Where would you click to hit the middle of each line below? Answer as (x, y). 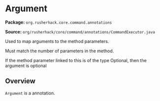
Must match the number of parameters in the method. (60, 51)
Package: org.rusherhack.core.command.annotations (59, 22)
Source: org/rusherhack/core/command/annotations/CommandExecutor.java (80, 32)
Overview (20, 81)
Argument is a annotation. (30, 93)
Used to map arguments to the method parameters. (57, 41)
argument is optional (26, 66)
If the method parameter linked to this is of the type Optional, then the (76, 60)
